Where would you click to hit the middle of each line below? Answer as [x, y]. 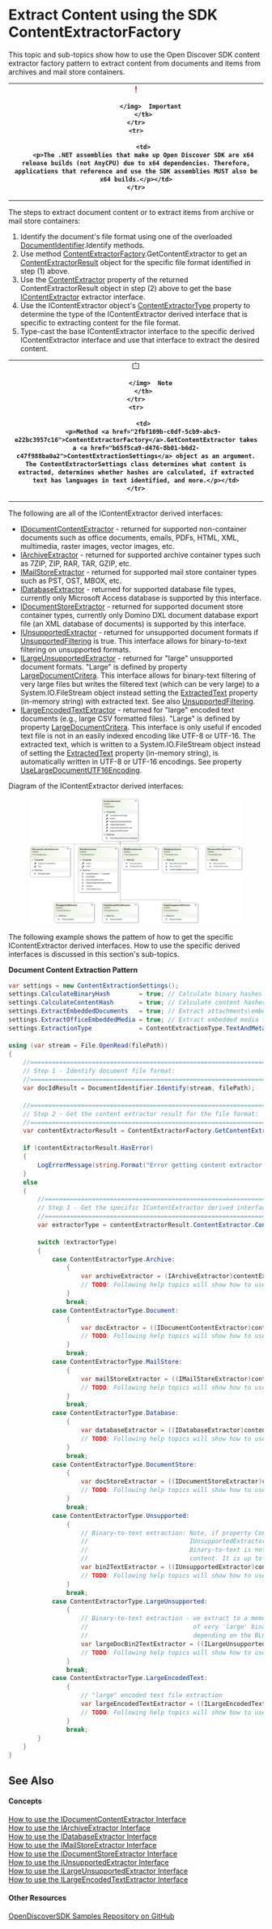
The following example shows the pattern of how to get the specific [121, 937]
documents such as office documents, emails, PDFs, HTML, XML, [130, 538]
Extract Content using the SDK [113, 15]
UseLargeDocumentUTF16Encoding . [81, 770]
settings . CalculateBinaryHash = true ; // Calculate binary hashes [136, 994]
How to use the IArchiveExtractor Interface [80, 1828]
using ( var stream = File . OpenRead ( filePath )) [88, 1045]
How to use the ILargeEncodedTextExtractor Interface [98, 1880]
